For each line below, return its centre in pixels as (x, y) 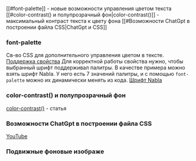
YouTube (17, 136)
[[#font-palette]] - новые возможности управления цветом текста (89, 9)
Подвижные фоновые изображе (55, 151)
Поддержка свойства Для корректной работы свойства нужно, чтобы (95, 62)
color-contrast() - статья (36, 108)
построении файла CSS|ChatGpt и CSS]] (57, 27)
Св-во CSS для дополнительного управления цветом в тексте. (85, 55)
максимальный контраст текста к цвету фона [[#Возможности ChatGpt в (98, 21)
